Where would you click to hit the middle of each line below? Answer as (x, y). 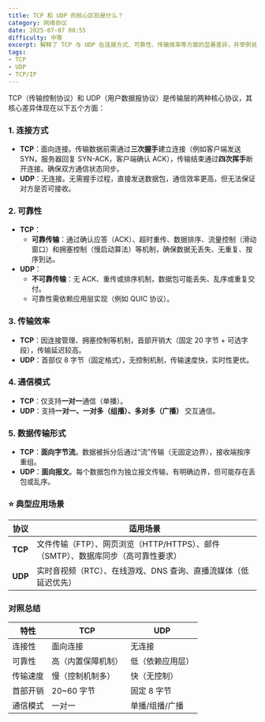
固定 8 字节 (151, 690)
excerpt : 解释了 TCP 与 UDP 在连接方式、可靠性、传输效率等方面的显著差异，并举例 (130, 45)
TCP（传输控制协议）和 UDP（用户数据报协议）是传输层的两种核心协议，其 (131, 98)
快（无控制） (155, 675)
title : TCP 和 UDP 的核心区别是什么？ (66, 15)
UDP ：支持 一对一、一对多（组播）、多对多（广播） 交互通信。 (119, 410)
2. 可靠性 (25, 210)
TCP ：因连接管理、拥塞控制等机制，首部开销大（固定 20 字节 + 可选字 (134, 340)
